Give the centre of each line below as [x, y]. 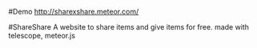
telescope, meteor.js [42, 36]
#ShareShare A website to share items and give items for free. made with [129, 27]
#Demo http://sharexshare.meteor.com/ [74, 12]
